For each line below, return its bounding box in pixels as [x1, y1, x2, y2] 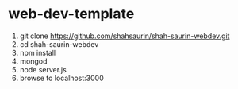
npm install [19, 48, 56, 57]
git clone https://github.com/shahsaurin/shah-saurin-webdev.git [19, 31, 230, 41]
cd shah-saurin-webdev [19, 39, 99, 48]
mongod [19, 56, 48, 66]
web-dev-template [8, 5, 135, 23]
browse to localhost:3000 [19, 73, 105, 83]
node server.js [19, 64, 67, 74]
